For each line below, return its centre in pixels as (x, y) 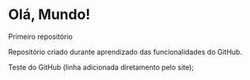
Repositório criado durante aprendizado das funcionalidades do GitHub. (125, 51)
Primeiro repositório (40, 36)
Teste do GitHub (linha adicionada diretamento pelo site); (101, 67)
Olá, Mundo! (49, 15)
